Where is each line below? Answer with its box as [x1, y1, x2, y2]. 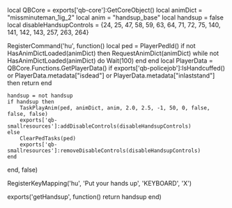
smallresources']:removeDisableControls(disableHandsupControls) [7, 147, 201, 154]
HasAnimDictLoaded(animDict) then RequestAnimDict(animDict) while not [7, 49, 219, 57]
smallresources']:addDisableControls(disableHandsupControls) [7, 123, 192, 130]
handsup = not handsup [7, 92, 73, 99]
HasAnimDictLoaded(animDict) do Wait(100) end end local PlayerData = [7, 57, 214, 65]
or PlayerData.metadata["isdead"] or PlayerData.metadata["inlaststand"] [7, 71, 215, 80]
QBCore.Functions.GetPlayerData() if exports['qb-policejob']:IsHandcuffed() [7, 64, 225, 72]
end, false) [7, 165, 38, 174]
